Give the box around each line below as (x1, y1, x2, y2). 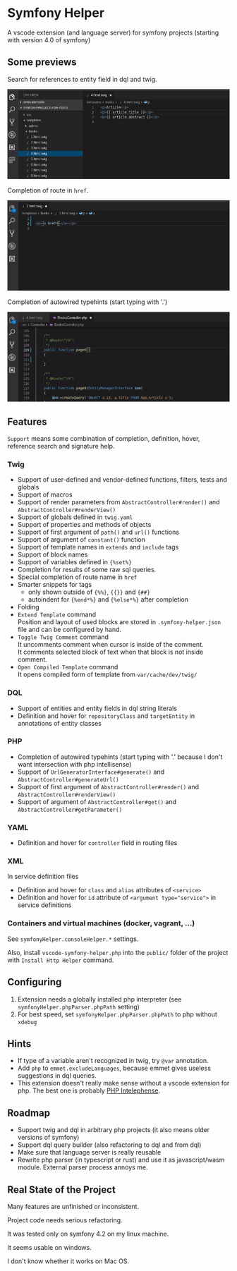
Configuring (7, 976, 62, 988)
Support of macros (17, 490, 73, 499)
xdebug (17, 1018, 37, 1026)
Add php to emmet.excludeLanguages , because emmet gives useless (17, 1064, 212, 1073)
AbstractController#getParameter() (17, 806, 123, 813)
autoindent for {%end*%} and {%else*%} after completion (28, 595, 189, 604)
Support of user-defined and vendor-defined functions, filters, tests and (17, 475, 227, 484)
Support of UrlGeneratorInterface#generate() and (17, 767, 164, 776)
